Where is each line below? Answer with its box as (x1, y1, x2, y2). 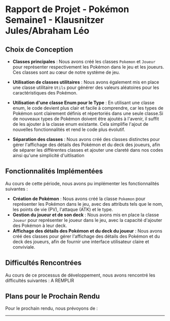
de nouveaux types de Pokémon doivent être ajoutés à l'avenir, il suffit (12, 116, 159, 122)
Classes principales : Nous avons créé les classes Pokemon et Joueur (12, 59, 156, 64)
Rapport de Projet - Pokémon (5, 4, 130, 15)
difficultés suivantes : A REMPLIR (5, 277, 74, 284)
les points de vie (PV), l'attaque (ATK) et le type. (12, 206, 113, 212)
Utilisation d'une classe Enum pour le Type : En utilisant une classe (12, 100, 155, 106)
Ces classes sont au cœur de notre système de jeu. (12, 69, 120, 75)
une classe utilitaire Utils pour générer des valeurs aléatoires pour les (12, 84, 159, 90)
